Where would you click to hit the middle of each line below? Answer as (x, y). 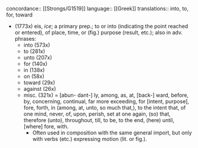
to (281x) (34, 51)
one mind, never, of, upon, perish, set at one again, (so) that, (97, 114)
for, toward (20, 15)
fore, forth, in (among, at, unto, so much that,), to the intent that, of (105, 108)
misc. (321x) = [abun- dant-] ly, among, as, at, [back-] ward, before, (106, 95)
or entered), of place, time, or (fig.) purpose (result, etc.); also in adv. (99, 32)
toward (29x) (39, 83)
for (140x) (35, 64)
